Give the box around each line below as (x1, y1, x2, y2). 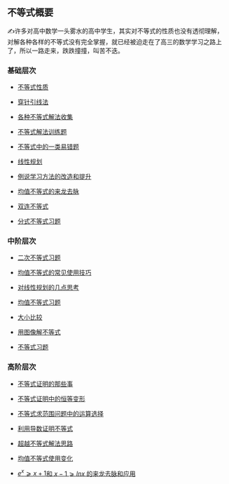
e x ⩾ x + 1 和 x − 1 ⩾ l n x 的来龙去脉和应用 (17, 468, 136, 478)
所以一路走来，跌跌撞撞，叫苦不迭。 (19, 46, 124, 55)
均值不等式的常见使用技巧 (17, 269, 92, 277)
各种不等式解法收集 (17, 113, 74, 121)
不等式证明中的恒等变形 (17, 394, 85, 403)
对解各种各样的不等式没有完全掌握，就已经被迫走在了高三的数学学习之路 (7, 37, 216, 46)
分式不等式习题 (17, 217, 61, 226)
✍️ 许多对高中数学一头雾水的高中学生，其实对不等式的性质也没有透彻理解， (7, 27, 223, 35)
